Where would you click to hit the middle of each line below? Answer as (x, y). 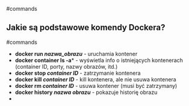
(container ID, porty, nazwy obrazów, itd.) (66, 66)
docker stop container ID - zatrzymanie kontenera (78, 73)
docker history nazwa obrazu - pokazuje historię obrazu (86, 92)
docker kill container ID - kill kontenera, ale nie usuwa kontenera (95, 79)
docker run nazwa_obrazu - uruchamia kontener (76, 54)
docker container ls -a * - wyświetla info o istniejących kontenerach (99, 60)
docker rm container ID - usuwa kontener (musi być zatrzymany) (96, 86)
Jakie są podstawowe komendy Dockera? (86, 27)
